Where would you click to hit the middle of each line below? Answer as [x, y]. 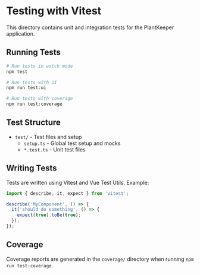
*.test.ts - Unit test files [54, 149]
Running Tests [33, 53]
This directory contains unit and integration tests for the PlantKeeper [90, 27]
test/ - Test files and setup [48, 137]
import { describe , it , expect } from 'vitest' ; [68, 193]
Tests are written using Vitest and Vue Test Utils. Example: [78, 182]
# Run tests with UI [32, 82]
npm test [17, 72]
